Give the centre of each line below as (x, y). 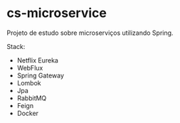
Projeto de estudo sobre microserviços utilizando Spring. (90, 33)
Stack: (16, 46)
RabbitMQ (32, 98)
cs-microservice (57, 13)
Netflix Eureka (37, 60)
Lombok (29, 82)
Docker (28, 113)
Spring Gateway (41, 75)
